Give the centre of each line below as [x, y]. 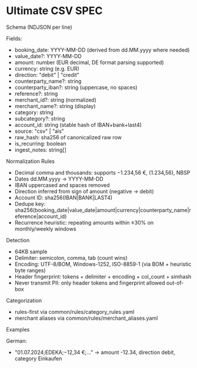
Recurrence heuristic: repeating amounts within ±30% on [84, 222]
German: [17, 341]
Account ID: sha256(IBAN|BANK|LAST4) [64, 198]
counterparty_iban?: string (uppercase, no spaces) [76, 87]
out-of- [175, 283]
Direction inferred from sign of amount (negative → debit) [84, 191]
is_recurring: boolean [40, 143]
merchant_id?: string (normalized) [56, 100]
